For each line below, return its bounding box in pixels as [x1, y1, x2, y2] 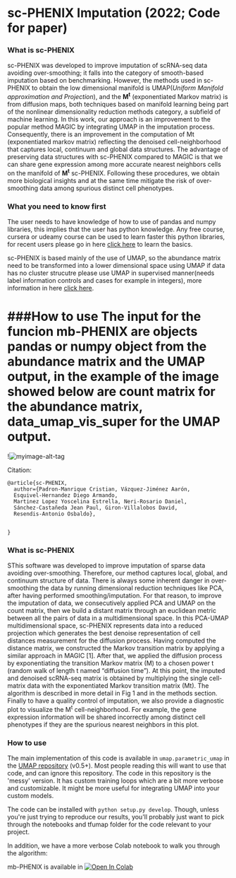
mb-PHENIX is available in [7, 862, 83, 871]
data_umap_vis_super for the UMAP [7, 414, 221, 430]
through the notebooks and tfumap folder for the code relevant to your [7, 820, 212, 829]
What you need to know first [7, 201, 106, 211]
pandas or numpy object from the [7, 339, 207, 355]
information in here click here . [7, 284, 94, 293]
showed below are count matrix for [7, 384, 216, 400]
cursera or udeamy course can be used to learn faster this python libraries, [7, 233, 225, 241]
